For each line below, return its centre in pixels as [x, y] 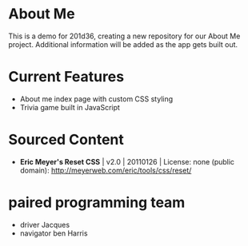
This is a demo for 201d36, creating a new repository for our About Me [124, 36]
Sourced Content [66, 140]
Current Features [66, 77]
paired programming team [97, 202]
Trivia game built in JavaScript [70, 107]
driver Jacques [45, 224]
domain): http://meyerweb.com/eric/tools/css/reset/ [106, 170]
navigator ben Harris [54, 233]
